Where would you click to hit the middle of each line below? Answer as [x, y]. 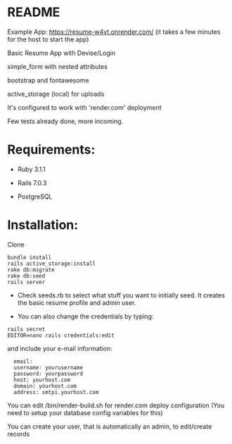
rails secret [26, 329]
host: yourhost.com [42, 380]
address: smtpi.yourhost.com [56, 392]
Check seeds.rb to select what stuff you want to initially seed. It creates [121, 295]
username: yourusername [48, 367]
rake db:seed [26, 276]
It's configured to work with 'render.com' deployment [84, 107]
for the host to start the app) [48, 39]
